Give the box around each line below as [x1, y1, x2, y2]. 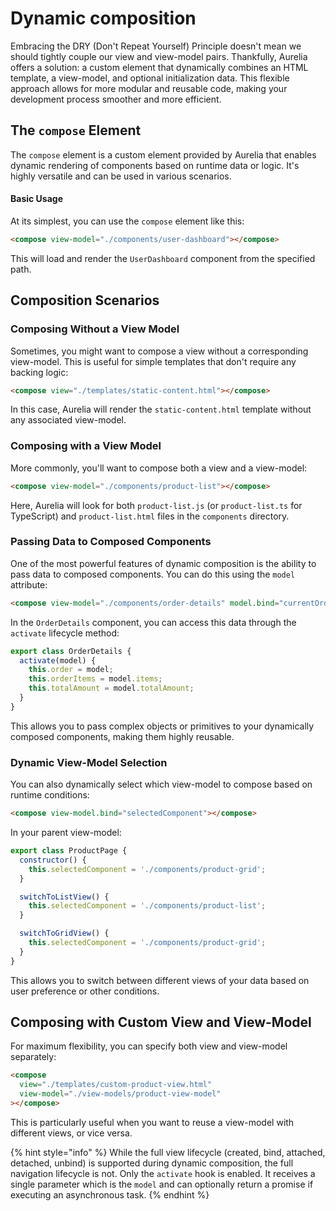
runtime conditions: [10, 789, 90, 801]
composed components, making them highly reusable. [10, 730, 235, 742]
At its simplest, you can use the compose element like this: [10, 215, 245, 227]
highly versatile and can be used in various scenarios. [10, 170, 232, 182]
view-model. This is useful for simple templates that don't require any [10, 355, 297, 367]
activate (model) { [19, 655, 97, 666]
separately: [10, 1051, 57, 1063]
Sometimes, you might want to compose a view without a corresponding [10, 345, 309, 357]
